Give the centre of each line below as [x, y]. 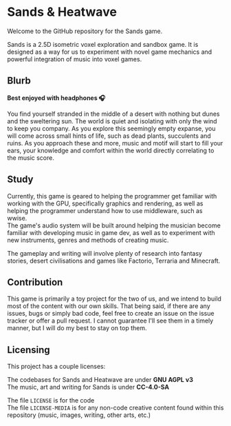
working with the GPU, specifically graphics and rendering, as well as [105, 203]
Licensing [29, 350]
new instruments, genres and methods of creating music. [88, 240]
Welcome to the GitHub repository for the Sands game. [85, 31]
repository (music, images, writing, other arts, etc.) [79, 415]
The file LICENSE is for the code [51, 400]
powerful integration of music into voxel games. [75, 59]
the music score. [31, 158]
